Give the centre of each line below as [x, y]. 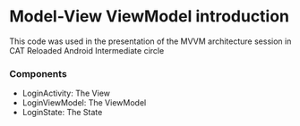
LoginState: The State [62, 113]
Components [38, 73]
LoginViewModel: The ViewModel [84, 103]
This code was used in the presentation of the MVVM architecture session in [150, 41]
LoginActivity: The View [66, 93]
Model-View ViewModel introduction [149, 17]
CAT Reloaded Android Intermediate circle [87, 50]
